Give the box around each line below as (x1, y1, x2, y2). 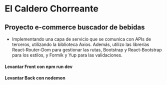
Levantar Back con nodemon (4, 75, 65, 81)
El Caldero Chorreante (4, 3, 98, 14)
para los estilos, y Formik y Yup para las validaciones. (11, 52, 123, 58)
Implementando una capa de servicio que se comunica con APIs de (11, 36, 151, 42)
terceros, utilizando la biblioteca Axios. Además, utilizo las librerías (11, 41, 149, 47)
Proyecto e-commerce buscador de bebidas (4, 23, 145, 31)
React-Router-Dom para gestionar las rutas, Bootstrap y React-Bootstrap (11, 47, 162, 52)
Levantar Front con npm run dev (4, 63, 73, 69)
